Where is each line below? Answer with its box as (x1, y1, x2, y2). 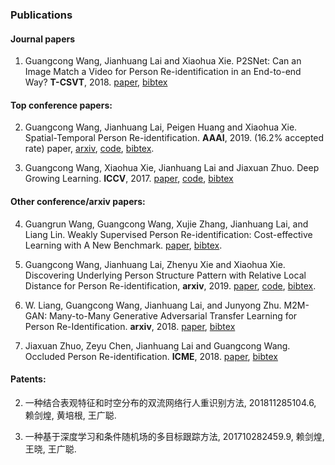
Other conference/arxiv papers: (10, 195, 146, 207)
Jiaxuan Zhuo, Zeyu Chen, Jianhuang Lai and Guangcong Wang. (24, 339, 291, 352)
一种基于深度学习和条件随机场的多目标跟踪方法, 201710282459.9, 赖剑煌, (24, 430, 325, 442)
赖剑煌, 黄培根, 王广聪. (24, 409, 117, 421)
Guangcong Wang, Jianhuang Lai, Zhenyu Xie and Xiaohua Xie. (24, 258, 286, 270)
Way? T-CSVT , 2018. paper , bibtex (24, 76, 168, 88)
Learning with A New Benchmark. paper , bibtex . (24, 239, 223, 251)
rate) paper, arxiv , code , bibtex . (24, 143, 155, 155)
